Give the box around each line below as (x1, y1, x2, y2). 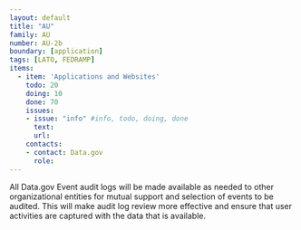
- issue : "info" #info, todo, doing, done (25, 114, 189, 123)
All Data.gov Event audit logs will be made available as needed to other (9, 181, 275, 192)
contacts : (25, 139, 63, 149)
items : (9, 64, 34, 73)
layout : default (9, 13, 71, 23)
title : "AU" (9, 22, 54, 31)
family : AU (9, 30, 51, 39)
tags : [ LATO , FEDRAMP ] (9, 55, 95, 64)
